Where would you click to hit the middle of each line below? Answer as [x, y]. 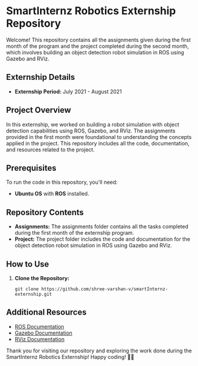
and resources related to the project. [50, 150]
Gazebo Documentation [43, 333]
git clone [27, 289]
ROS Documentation [39, 326]
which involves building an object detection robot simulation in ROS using [95, 52]
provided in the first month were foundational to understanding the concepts [99, 137]
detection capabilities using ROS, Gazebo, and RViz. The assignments [91, 131]
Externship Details [41, 77]
